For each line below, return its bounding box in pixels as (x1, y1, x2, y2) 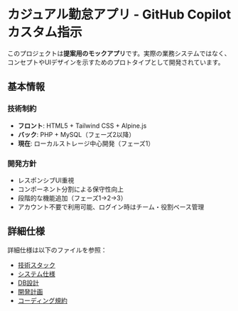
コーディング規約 (17, 296, 67, 305)
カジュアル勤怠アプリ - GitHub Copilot (7, 6, 232, 23)
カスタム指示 (7, 24, 83, 40)
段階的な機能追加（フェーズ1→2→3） (17, 193, 127, 202)
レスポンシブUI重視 (17, 175, 75, 185)
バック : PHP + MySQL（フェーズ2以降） (17, 130, 136, 138)
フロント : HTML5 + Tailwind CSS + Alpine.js (17, 121, 147, 130)
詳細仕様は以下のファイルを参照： (7, 246, 107, 254)
